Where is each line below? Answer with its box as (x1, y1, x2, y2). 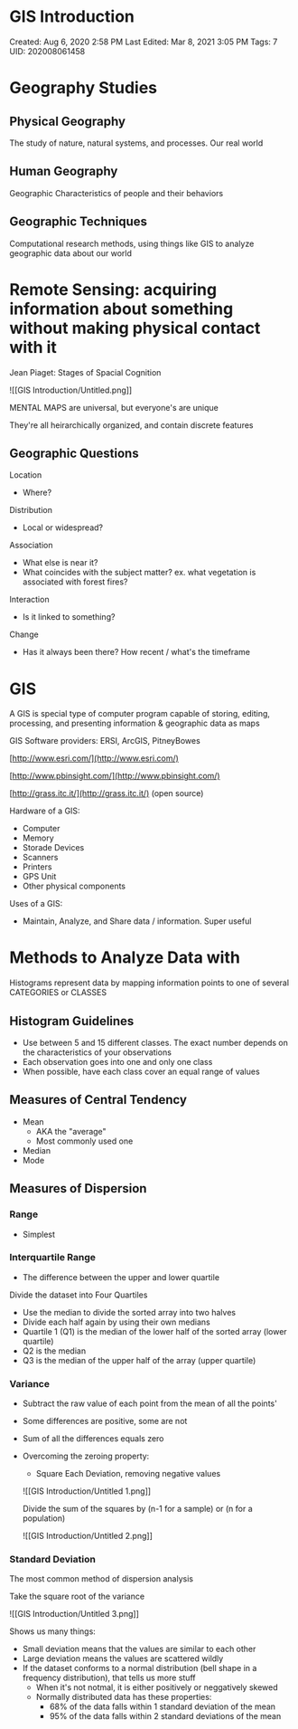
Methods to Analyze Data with (9, 947, 241, 968)
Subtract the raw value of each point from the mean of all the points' (22, 1398, 277, 1409)
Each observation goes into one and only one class (22, 1057, 213, 1067)
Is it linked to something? (22, 612, 116, 622)
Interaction (9, 594, 50, 605)
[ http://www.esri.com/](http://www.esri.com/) (9, 753, 179, 764)
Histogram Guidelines (9, 1013, 135, 1029)
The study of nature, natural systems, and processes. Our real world (9, 138, 264, 148)
